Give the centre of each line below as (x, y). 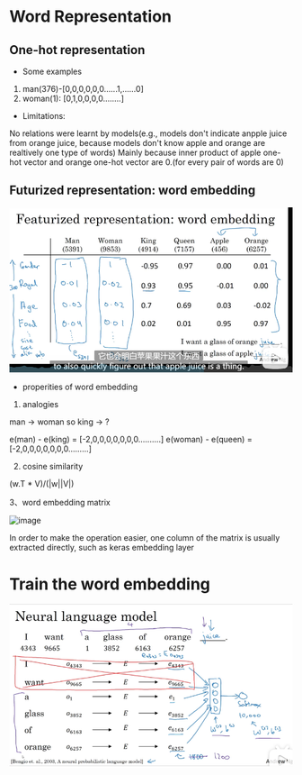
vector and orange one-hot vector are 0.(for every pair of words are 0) (154, 162)
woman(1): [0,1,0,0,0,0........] (73, 98)
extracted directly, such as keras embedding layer (102, 548)
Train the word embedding (110, 584)
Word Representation (91, 17)
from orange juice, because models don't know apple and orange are (138, 143)
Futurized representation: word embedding (133, 191)
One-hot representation (77, 50)
